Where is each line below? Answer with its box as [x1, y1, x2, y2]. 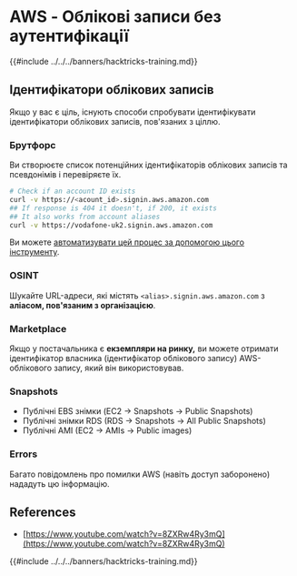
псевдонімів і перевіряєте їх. [9, 169, 122, 180]
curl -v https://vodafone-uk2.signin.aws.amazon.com [9, 220, 213, 229]
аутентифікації [9, 25, 129, 46]
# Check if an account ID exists [9, 187, 136, 197]
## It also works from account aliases [9, 212, 161, 221]
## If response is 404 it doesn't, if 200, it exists [9, 203, 218, 213]
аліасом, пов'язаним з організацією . [9, 299, 156, 310]
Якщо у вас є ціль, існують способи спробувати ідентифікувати [9, 106, 256, 117]
